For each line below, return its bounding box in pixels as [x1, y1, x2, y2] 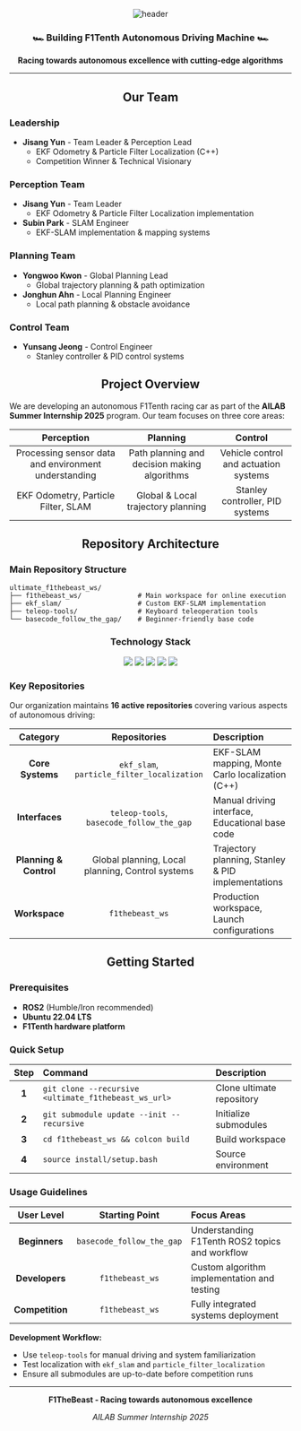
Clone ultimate [215, 1081, 277, 1094]
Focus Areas [191, 1209, 246, 1221]
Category [19, 731, 60, 743]
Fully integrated [191, 1298, 257, 1311]
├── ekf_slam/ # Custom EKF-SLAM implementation [9, 599, 267, 609]
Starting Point [99, 1209, 159, 1221]
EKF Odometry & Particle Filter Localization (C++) [35, 146, 219, 157]
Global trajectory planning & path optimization [35, 279, 205, 291]
